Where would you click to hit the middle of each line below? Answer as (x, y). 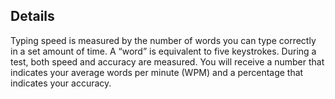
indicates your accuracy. (61, 83)
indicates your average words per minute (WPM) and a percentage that (157, 72)
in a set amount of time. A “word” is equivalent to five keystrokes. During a (163, 51)
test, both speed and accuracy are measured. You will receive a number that (167, 61)
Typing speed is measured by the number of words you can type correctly (163, 40)
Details (32, 16)
